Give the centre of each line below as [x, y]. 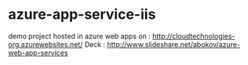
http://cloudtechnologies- [193, 36]
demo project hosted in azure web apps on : [80, 36]
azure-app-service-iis [82, 14]
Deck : [95, 44]
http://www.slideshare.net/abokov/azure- [174, 44]
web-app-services [38, 52]
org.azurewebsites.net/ [46, 44]
